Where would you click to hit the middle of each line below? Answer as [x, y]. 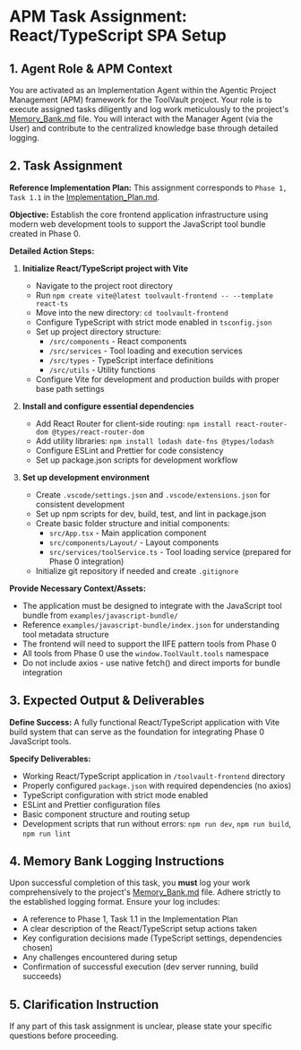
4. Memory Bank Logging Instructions [117, 861]
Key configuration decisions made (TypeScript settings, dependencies [152, 938]
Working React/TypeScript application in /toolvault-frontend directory [154, 776]
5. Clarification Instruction [84, 1005]
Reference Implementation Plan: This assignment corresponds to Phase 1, [148, 187]
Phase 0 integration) [86, 561]
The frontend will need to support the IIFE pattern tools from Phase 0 [149, 644]
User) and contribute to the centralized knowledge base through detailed [144, 128]
